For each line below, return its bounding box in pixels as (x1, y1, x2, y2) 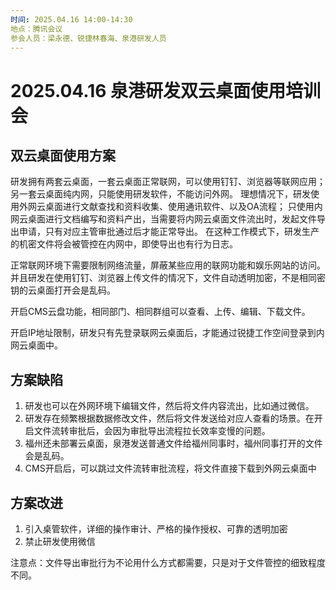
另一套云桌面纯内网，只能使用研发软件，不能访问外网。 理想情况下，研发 (10, 188, 311, 200)
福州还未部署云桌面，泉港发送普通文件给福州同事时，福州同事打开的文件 (24, 437, 323, 450)
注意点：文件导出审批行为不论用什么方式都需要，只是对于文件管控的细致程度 (10, 557, 326, 568)
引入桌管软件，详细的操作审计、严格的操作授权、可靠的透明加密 (24, 523, 288, 535)
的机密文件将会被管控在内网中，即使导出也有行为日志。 (10, 238, 238, 250)
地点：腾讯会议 (10, 24, 63, 34)
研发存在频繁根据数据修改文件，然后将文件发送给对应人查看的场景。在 (24, 412, 315, 425)
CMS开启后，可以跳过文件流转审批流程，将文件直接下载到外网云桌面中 (24, 462, 317, 475)
